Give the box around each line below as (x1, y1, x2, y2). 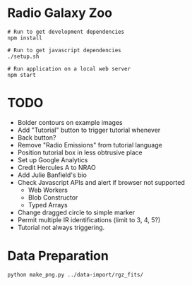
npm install (7, 34, 42, 42)
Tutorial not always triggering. (17, 223, 105, 231)
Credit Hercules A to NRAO (17, 163, 97, 171)
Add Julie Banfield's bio (17, 171, 87, 179)
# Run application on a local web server (7, 65, 131, 72)
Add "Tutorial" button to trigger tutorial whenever (17, 126, 161, 134)
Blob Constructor (28, 193, 78, 202)
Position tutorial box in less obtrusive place (17, 148, 143, 157)
